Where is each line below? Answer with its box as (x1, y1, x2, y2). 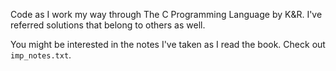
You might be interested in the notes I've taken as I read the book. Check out (10, 39, 326, 50)
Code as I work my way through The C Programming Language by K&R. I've (10, 9, 323, 20)
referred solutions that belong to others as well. (10, 19, 206, 31)
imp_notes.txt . (10, 49, 72, 61)
